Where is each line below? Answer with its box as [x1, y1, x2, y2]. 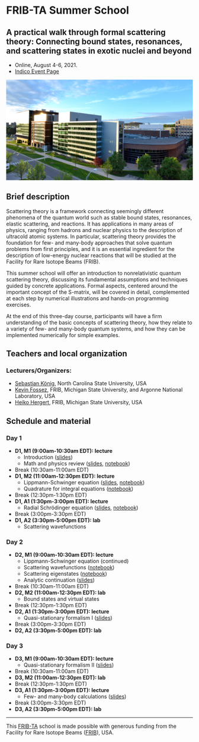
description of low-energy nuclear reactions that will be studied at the [6, 252, 176, 259]
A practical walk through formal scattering [6, 27, 166, 37]
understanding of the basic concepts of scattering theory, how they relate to [6, 319, 192, 326]
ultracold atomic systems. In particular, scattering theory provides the [6, 233, 176, 240]
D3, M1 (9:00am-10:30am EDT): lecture [14, 655, 114, 662]
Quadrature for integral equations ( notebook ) [23, 485, 134, 492]
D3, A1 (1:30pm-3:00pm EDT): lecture [14, 687, 110, 694]
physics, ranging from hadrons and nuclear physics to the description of [6, 226, 182, 233]
